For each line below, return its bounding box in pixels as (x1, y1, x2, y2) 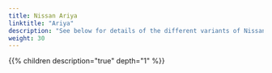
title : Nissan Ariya (8, 11, 79, 20)
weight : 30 (8, 34, 45, 43)
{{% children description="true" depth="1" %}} (8, 56, 165, 66)
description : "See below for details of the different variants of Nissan (8, 26, 266, 34)
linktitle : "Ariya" (8, 19, 74, 27)
